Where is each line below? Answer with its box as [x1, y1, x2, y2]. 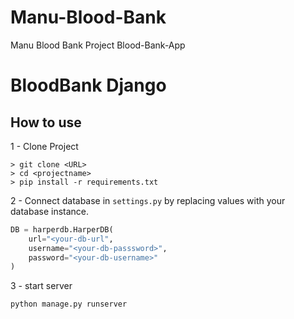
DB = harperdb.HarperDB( [10, 224, 114, 235]
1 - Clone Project [10, 140, 79, 152]
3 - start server [10, 280, 73, 292]
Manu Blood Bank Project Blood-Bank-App [10, 39, 186, 51]
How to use [10, 114, 82, 131]
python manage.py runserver [10, 299, 128, 310]
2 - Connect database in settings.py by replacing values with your [10, 194, 286, 206]
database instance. [10, 205, 90, 217]
